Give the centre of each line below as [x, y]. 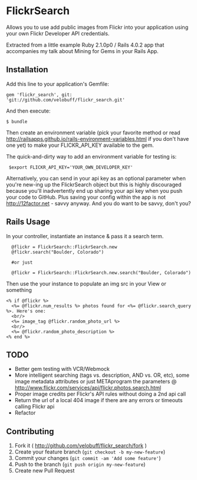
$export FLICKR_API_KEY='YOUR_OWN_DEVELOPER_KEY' [71, 167]
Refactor [25, 413]
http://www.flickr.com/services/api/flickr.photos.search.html [88, 388]
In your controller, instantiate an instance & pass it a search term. [85, 236]
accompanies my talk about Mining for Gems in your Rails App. [83, 51]
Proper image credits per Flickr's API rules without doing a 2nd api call [100, 394]
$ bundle [17, 121]
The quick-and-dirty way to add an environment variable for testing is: [91, 156]
